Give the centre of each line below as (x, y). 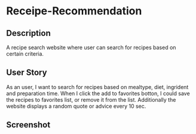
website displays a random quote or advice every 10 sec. (76, 106)
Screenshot (28, 125)
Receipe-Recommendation (74, 11)
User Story (27, 73)
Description (28, 33)
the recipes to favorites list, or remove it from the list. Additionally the (91, 99)
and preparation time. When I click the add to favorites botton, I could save (98, 93)
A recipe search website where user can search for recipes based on (91, 47)
